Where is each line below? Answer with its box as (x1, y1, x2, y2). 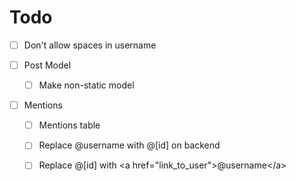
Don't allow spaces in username (23, 39, 157, 51)
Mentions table (38, 119, 101, 131)
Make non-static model (38, 79, 135, 91)
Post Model (23, 59, 72, 71)
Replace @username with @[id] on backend (38, 139, 221, 151)
